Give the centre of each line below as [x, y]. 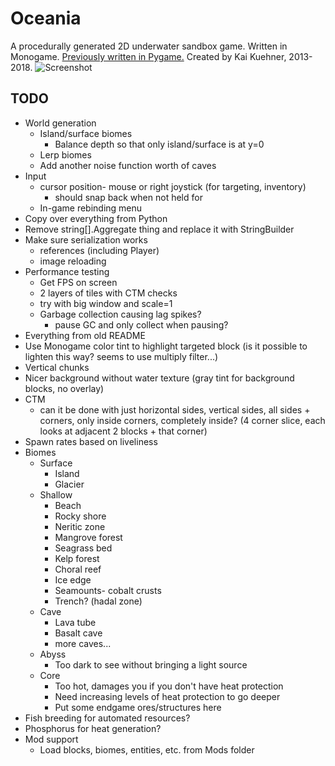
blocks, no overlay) [64, 388]
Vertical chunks [57, 367]
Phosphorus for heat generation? [93, 728]
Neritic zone [80, 526]
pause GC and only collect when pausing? [141, 324]
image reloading [73, 261]
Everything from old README [85, 335]
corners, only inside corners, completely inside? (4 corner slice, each [182, 420]
